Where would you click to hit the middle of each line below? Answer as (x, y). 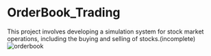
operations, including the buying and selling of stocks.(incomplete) (101, 38)
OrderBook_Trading (64, 13)
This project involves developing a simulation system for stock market (105, 31)
